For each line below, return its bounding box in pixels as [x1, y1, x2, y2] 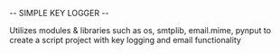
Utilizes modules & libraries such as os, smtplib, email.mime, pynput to [9, 25, 272, 35]
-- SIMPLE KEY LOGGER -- [9, 8, 110, 18]
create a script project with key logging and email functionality [9, 35, 242, 45]
